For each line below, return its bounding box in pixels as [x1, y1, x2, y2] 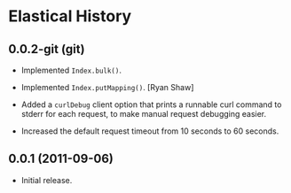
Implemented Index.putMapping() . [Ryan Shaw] [20, 82, 194, 92]
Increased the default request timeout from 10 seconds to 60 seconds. [20, 126, 279, 136]
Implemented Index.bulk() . [20, 65, 122, 75]
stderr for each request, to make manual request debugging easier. [20, 109, 267, 119]
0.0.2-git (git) [8, 42, 85, 57]
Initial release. [20, 174, 73, 185]
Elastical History [8, 6, 132, 27]
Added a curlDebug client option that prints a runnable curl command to [20, 99, 282, 110]
